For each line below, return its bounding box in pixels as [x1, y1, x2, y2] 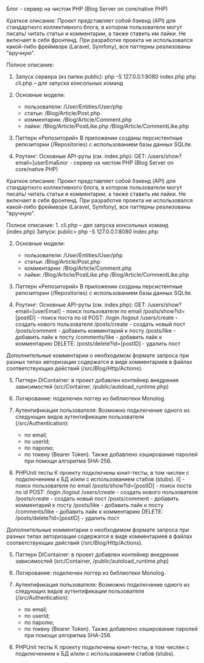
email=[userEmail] [15, 308, 61, 314]
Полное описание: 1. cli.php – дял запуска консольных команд [6, 222, 169, 229]
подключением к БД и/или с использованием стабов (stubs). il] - [15, 475, 185, 483]
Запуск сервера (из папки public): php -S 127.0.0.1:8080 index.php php [15, 73, 196, 80]
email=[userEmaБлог [15, 159, 69, 166]
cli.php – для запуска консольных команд [15, 79, 124, 87]
